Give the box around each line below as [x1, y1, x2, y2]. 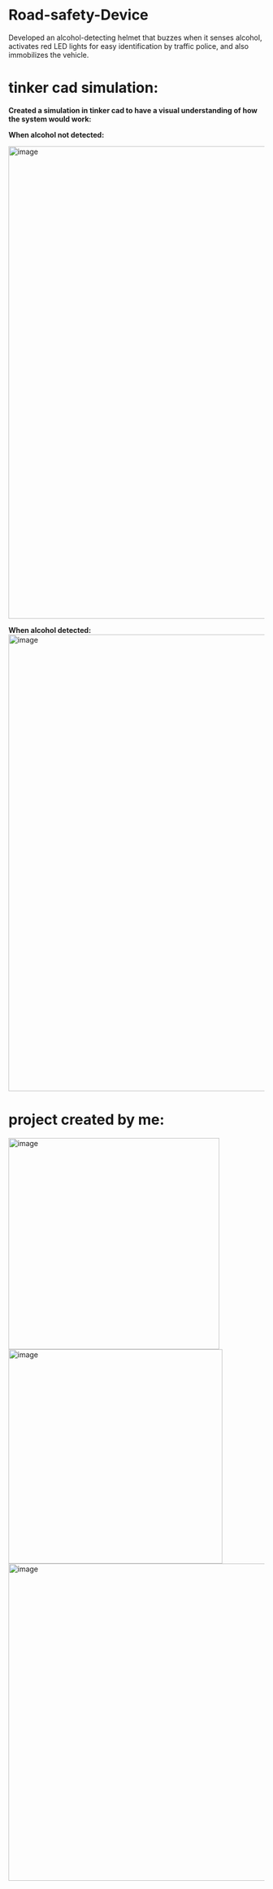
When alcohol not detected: [8, 130, 105, 139]
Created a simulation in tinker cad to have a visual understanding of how [8, 105, 258, 115]
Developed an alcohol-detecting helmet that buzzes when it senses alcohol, [8, 33, 262, 42]
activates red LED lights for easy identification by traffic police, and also [8, 41, 249, 51]
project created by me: [8, 1110, 165, 1129]
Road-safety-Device [8, 6, 149, 24]
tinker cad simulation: [8, 79, 158, 97]
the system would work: [8, 114, 92, 124]
